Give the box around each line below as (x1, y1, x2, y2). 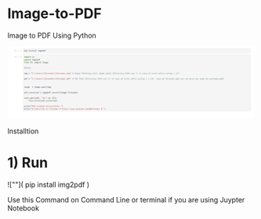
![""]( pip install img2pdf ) (7, 180, 90, 189)
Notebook (7, 203, 40, 213)
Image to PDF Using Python (7, 31, 97, 40)
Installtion (7, 126, 39, 136)
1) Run (7, 154, 49, 171)
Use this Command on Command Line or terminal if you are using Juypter (7, 195, 245, 204)
